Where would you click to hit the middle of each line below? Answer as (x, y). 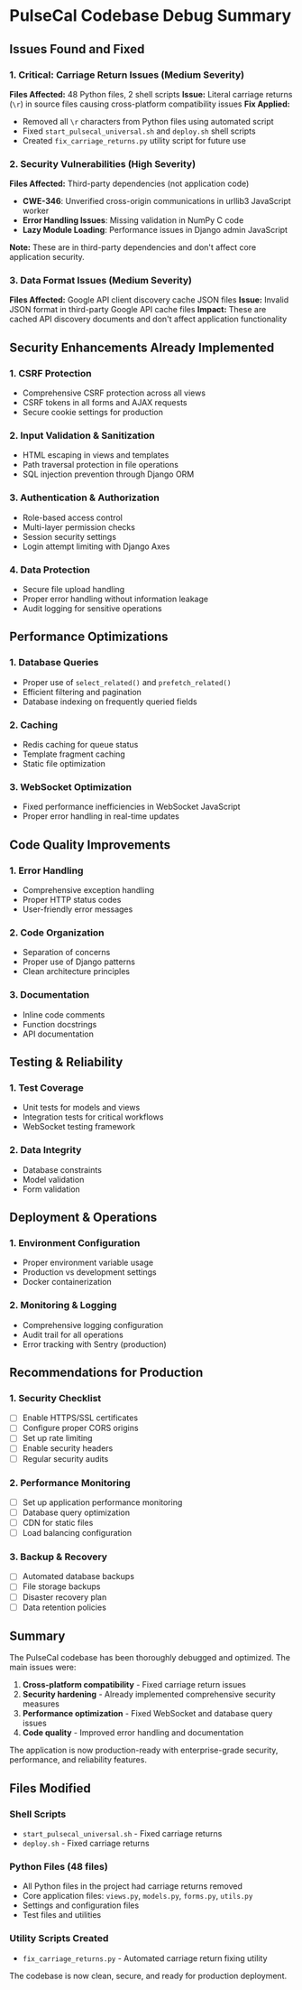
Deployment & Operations (83, 1217)
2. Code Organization (57, 933)
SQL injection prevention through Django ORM (108, 474)
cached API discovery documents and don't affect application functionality (148, 319)
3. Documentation (50, 995)
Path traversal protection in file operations (100, 465)
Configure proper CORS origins (80, 1428)
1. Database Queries (54, 663)
